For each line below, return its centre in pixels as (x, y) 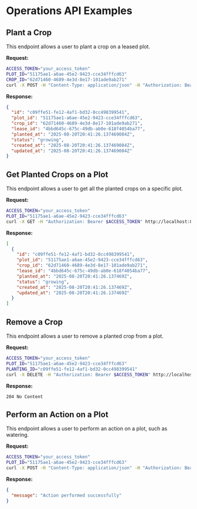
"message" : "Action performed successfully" (67, 495)
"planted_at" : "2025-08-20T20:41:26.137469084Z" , (73, 134)
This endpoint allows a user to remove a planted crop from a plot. (85, 336)
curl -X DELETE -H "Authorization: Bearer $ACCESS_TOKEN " (78, 375)
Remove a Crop (35, 322)
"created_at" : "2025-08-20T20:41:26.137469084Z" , (73, 145)
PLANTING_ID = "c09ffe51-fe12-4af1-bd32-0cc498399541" (72, 369)
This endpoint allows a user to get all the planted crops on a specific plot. (95, 188)
